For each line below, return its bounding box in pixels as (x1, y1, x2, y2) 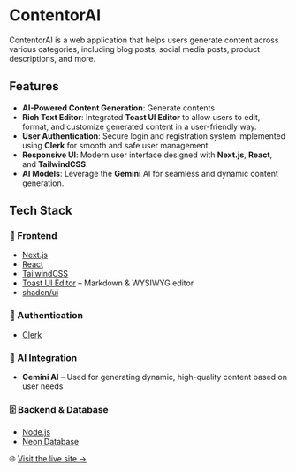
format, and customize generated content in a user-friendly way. (21, 121, 258, 132)
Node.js (21, 427, 51, 438)
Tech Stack (9, 203, 72, 218)
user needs (21, 381, 64, 392)
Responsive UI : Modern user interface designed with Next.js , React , (21, 149, 273, 160)
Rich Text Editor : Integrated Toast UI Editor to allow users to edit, (21, 111, 261, 122)
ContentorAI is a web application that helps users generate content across (9, 34, 279, 45)
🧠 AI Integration (9, 351, 78, 363)
